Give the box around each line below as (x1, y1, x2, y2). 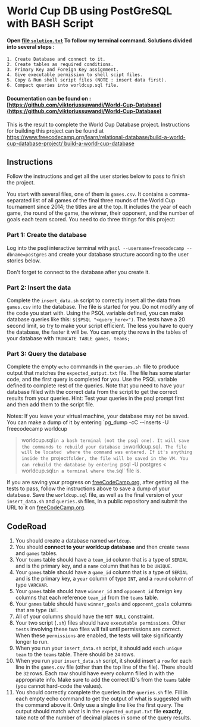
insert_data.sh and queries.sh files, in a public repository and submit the (7, 498, 187, 505)
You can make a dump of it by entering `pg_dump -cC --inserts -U (7, 419, 169, 426)
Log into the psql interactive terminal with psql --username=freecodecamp (7, 244, 185, 251)
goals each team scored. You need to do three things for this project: (7, 216, 176, 223)
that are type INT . (15, 607, 58, 614)
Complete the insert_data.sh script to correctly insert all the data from (7, 297, 181, 304)
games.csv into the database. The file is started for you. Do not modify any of (7, 303, 194, 310)
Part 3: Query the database (7, 349, 87, 358)
